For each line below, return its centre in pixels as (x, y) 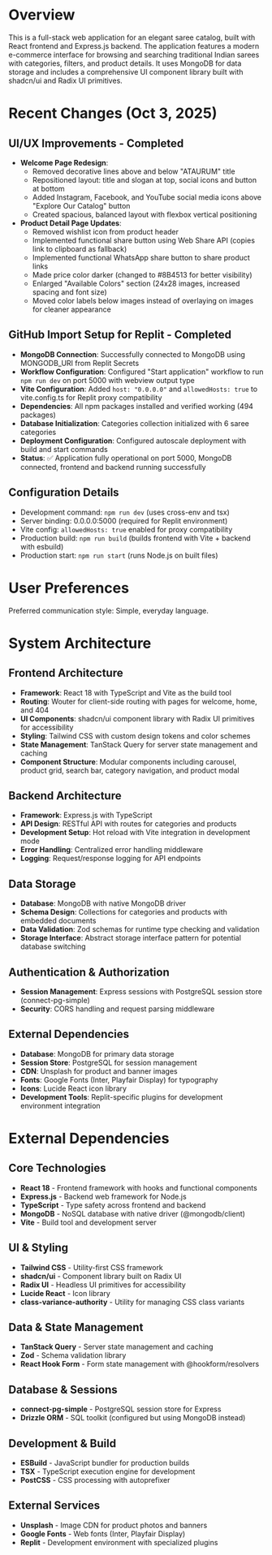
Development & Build (62, 1443)
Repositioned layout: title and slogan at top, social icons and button (145, 179)
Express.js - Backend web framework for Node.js (103, 1196)
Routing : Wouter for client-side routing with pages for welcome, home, (138, 701)
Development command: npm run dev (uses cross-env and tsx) (125, 512)
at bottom (48, 188)
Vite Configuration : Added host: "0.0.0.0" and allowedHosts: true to (139, 389)
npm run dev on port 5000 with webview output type (107, 380)
